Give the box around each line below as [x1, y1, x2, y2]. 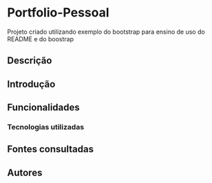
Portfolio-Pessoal [7, 5, 109, 21]
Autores [7, 166, 43, 178]
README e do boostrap [7, 34, 74, 43]
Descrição [7, 55, 52, 67]
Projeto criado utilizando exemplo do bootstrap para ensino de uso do [7, 28, 205, 36]
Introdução [7, 78, 56, 90]
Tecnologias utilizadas [7, 122, 85, 132]
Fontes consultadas [7, 143, 94, 155]
